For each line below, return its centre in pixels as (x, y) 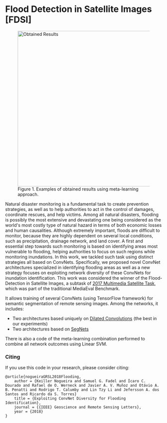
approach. (28, 194)
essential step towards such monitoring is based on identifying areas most (82, 246)
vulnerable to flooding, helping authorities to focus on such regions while (80, 251)
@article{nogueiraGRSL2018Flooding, (43, 377)
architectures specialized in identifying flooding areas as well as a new (78, 267)
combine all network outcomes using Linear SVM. (56, 344)
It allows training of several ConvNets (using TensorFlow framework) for (79, 298)
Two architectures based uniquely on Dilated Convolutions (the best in (84, 318)
